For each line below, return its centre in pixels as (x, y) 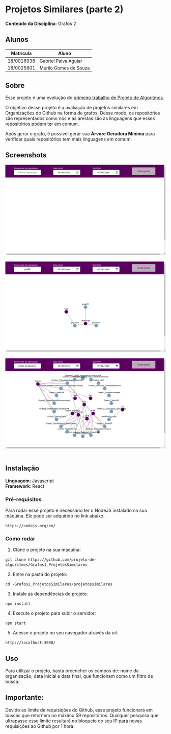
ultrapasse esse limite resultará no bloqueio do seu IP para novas (74, 721)
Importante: (25, 697)
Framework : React (25, 486)
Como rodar (20, 538)
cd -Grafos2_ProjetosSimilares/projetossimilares (59, 584)
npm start (16, 623)
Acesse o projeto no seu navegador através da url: (65, 633)
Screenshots (26, 155)
